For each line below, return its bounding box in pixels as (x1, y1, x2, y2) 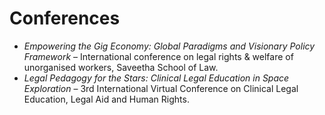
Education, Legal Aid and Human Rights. (23, 93, 190, 105)
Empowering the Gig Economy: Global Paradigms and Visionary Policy (23, 40, 316, 52)
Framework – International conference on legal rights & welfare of (23, 50, 294, 62)
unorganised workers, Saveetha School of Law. (23, 61, 219, 73)
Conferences (9, 7, 121, 30)
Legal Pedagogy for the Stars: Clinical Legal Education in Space (23, 72, 290, 84)
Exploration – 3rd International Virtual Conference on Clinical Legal (23, 82, 299, 94)
